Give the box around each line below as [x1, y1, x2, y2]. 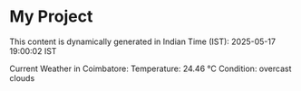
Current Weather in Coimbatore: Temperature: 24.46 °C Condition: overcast [9, 63, 292, 74]
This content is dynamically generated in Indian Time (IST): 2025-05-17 [9, 36, 277, 47]
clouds [9, 72, 35, 83]
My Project [9, 6, 93, 27]
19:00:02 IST [9, 45, 57, 56]
